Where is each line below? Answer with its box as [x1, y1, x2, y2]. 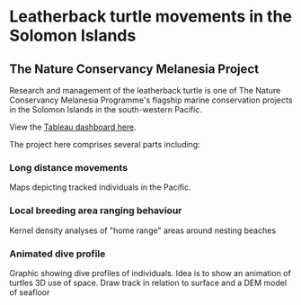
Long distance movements [9, 161, 128, 174]
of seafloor [9, 286, 50, 298]
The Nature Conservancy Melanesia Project [9, 61, 259, 76]
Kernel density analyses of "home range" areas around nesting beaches [9, 225, 277, 236]
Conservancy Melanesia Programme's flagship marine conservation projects [9, 94, 293, 105]
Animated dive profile [9, 247, 106, 260]
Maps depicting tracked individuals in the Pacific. [9, 182, 191, 193]
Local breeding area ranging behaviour [9, 204, 182, 217]
